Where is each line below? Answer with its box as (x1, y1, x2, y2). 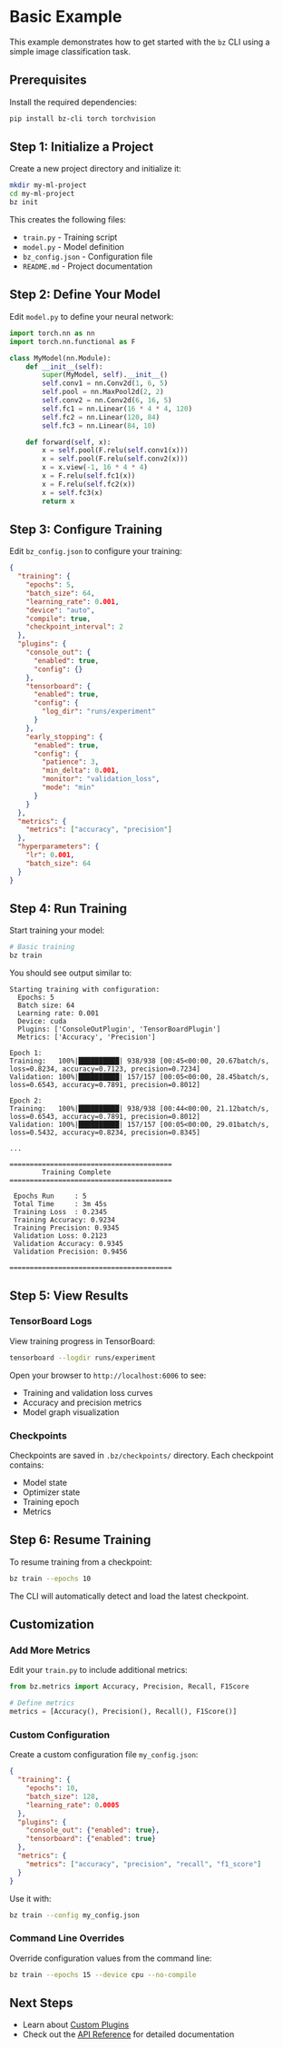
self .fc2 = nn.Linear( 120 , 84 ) (42, 412, 161, 421)
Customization (9, 1617, 95, 1632)
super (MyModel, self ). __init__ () (42, 371, 169, 380)
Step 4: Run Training (9, 901, 128, 916)
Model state (22, 1477, 68, 1488)
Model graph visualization (22, 1406, 120, 1418)
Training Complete (42, 1168, 112, 1177)
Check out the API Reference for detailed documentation (22, 2029, 235, 2040)
